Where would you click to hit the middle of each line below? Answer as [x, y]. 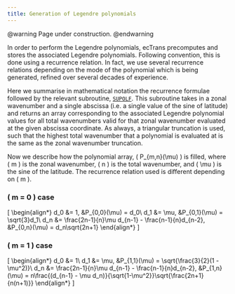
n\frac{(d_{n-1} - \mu [61, 276]
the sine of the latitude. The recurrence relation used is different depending [116, 171]
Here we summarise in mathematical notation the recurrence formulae [109, 91]
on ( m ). [19, 179]
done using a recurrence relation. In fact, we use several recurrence [106, 62]
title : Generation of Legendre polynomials [72, 14]
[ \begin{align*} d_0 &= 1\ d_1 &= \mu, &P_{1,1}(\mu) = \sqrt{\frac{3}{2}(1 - [113, 261]
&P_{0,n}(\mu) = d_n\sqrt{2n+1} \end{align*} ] [74, 227]
